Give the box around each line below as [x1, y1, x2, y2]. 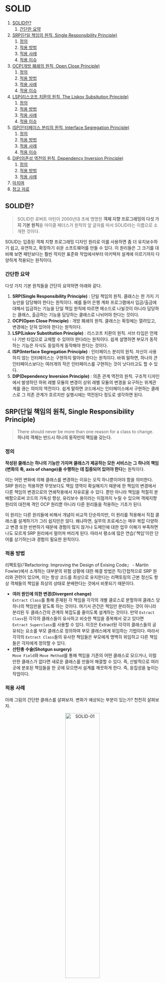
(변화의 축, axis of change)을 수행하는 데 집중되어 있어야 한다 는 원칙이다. [5, 466, 145, 472]
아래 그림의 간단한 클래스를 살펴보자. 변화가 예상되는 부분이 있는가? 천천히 [5, 696, 146, 702]
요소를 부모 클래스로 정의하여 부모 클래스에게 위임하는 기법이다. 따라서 [25, 628, 160, 634]
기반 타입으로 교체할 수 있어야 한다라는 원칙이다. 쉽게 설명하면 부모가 [17, 336, 149, 342]
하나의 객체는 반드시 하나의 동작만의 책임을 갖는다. [17, 434, 112, 440]
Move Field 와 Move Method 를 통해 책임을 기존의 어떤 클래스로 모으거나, [12, 653, 148, 658]
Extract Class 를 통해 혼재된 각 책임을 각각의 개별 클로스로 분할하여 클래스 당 [12, 597, 161, 603]
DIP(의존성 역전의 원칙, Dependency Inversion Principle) [12, 155, 124, 161]
